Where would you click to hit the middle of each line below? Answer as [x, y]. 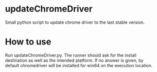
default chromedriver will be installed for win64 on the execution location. [79, 65]
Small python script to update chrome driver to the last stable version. [75, 22]
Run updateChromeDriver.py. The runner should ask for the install [71, 55]
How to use [28, 42]
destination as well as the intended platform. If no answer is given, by [74, 60]
